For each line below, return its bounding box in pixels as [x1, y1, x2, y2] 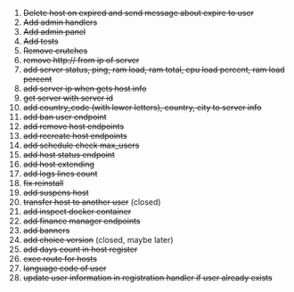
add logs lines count [22, 168, 98, 179]
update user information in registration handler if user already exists [22, 272, 273, 283]
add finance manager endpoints [22, 215, 141, 226]
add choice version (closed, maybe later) [22, 235, 174, 245]
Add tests [22, 36, 59, 46]
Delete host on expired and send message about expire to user [22, 8, 255, 18]
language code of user [22, 263, 107, 273]
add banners [22, 225, 70, 235]
